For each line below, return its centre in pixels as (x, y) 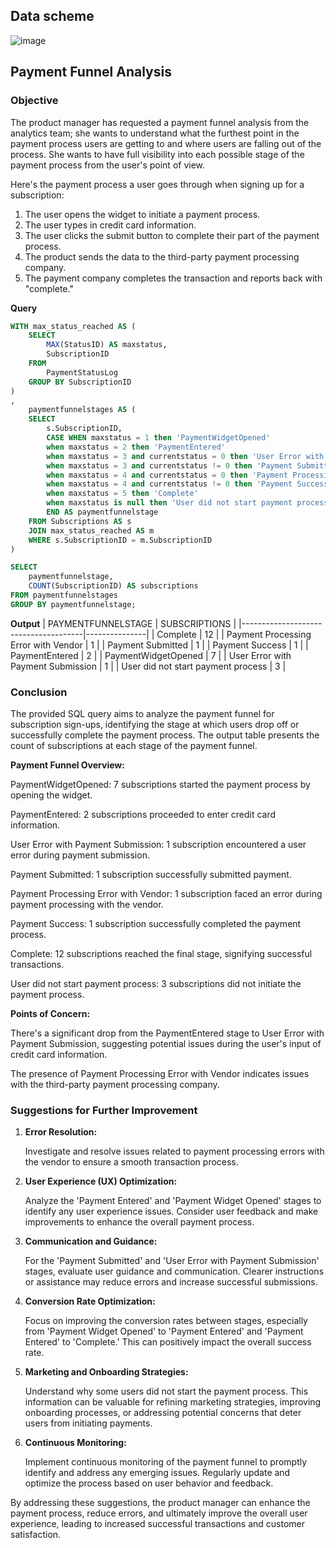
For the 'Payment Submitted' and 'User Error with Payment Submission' (172, 1261)
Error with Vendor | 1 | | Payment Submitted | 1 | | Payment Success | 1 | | (159, 645)
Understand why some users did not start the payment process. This (166, 1391)
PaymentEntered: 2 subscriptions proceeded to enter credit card (143, 815)
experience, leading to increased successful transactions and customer (158, 1524)
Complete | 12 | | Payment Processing (234, 634)
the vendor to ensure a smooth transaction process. (131, 1162)
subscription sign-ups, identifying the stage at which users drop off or (155, 725)
